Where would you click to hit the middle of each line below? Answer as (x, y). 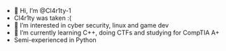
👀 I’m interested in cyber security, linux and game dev (91, 25)
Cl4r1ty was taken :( (43, 18)
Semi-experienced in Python (55, 40)
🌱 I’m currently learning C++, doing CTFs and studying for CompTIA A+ (116, 32)
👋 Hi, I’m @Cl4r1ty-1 (42, 11)
